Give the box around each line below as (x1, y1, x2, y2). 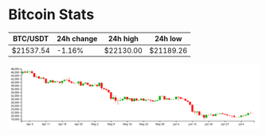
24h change (57, 34, 98, 44)
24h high (108, 34, 139, 44)
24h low (154, 34, 182, 44)
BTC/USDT (13, 34, 49, 44)
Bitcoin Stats (8, 6, 95, 24)
